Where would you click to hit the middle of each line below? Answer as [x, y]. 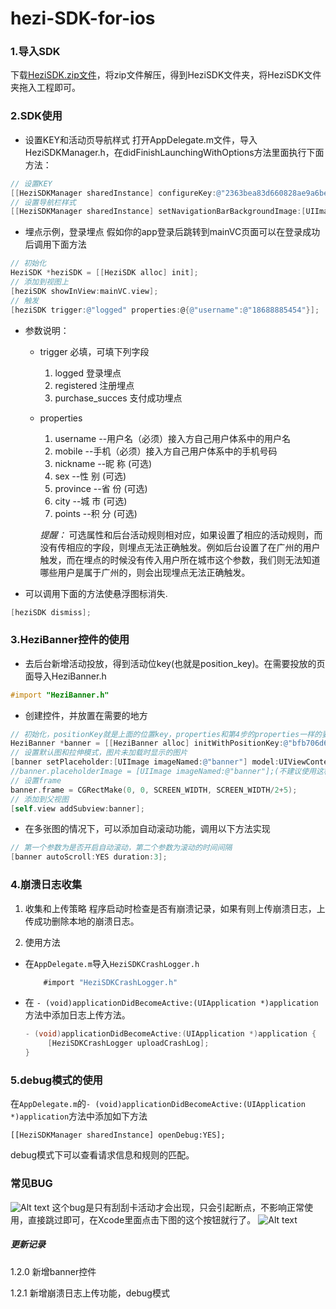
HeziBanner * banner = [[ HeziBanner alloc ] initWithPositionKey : [147, 743]
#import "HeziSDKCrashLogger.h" [110, 982]
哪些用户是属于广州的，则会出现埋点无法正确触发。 [145, 572]
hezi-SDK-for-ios [83, 18]
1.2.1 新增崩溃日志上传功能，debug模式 [90, 1293]
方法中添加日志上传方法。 [77, 1015]
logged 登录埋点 [88, 373]
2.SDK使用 [36, 116]
